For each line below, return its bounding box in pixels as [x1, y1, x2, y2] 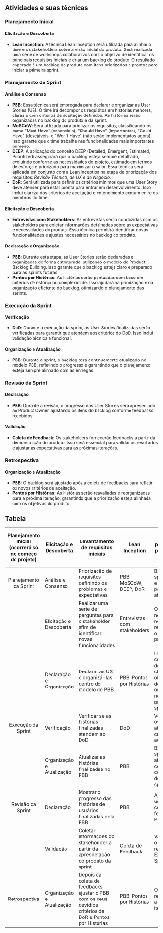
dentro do [78, 680, 101, 687]
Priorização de [78, 567, 112, 574]
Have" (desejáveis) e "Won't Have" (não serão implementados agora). [12, 133, 152, 139]
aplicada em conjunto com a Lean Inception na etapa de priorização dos [12, 169, 157, 175]
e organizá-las [78, 674, 113, 681]
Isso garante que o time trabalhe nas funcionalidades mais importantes [12, 138, 154, 144]
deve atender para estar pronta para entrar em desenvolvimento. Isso [12, 184, 151, 190]
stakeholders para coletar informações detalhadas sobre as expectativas [12, 222, 158, 228]
